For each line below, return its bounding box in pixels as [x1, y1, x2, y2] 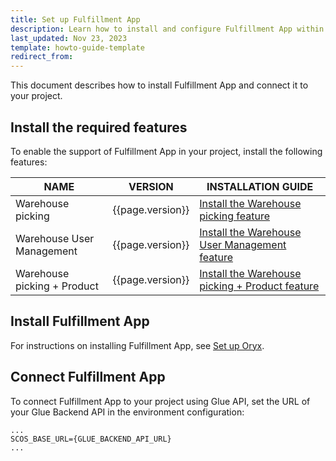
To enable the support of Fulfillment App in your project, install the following [10, 145, 323, 157]
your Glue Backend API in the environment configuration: [10, 406, 245, 418]
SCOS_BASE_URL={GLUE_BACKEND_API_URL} [10, 434, 172, 444]
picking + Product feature [199, 279, 320, 293]
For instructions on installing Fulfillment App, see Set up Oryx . [10, 339, 265, 351]
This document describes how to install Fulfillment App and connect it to [10, 79, 309, 91]
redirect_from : [10, 52, 74, 62]
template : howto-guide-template [10, 42, 145, 53]
